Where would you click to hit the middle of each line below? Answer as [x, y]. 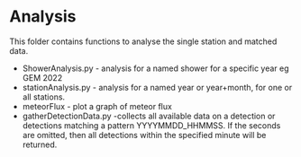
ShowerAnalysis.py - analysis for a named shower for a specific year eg [156, 68]
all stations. [44, 97]
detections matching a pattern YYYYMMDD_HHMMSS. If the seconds [151, 125]
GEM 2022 [42, 77]
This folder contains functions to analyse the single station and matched [143, 41]
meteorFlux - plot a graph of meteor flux [97, 106]
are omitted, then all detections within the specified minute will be [144, 135]
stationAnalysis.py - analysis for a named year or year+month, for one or [157, 87]
